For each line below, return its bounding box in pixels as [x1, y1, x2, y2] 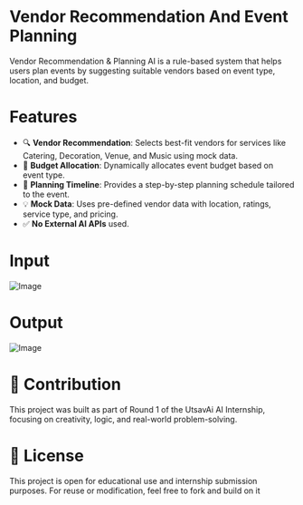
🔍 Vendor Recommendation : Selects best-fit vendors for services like [22, 137, 287, 148]
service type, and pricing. [22, 209, 118, 219]
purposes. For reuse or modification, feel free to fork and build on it [9, 485, 260, 496]
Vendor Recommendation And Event [9, 6, 289, 27]
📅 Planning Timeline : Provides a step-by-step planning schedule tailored [22, 179, 295, 189]
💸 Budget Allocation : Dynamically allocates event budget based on [22, 160, 274, 170]
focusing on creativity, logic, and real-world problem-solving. [9, 413, 238, 424]
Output [9, 313, 63, 333]
